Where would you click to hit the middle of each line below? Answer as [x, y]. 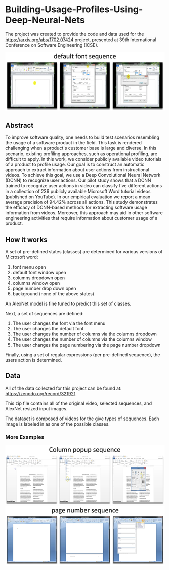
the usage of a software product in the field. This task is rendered [74, 143]
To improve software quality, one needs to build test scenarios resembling [82, 137]
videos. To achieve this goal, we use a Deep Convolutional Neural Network [83, 175]
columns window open [36, 283]
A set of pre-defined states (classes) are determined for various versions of [84, 252]
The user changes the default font [48, 329]
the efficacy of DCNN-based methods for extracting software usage [76, 207]
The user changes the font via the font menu [59, 323]
